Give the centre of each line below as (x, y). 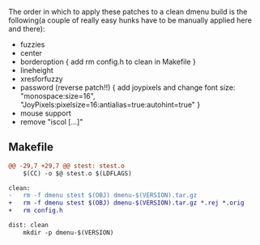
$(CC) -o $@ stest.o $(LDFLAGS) (77, 173)
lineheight (37, 70)
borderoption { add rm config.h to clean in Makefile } (108, 61)
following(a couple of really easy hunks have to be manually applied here (130, 20)
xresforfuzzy (41, 79)
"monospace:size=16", (58, 96)
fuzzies (32, 44)
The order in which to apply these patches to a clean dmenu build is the (128, 12)
